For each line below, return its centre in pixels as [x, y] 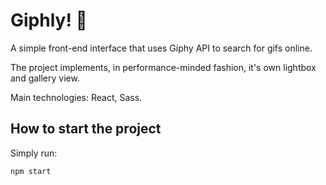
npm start [31, 171]
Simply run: [34, 153]
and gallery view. [45, 78]
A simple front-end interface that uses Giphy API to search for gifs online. [161, 48]
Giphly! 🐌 [49, 20]
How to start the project [86, 129]
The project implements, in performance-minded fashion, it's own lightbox [163, 67]
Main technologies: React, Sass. [76, 97]
